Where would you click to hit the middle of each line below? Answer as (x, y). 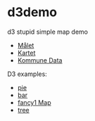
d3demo (32, 12)
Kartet (26, 53)
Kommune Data (40, 60)
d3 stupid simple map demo (48, 32)
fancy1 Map (34, 102)
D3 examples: (27, 74)
